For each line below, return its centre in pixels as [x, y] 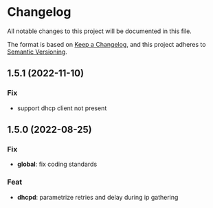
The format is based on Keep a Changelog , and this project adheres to [106, 44]
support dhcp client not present [62, 108]
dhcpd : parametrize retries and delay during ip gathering [98, 197]
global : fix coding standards [57, 164]
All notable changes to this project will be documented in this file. [100, 31]
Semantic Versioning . [37, 52]
